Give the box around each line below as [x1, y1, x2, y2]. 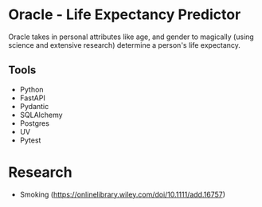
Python [19, 84, 44, 94]
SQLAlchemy [19, 110, 63, 119]
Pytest [19, 135, 41, 145]
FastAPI [19, 93, 45, 103]
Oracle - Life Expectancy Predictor [8, 6, 241, 24]
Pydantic [19, 101, 49, 111]
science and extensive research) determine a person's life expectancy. [8, 40, 241, 49]
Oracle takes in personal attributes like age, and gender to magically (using [8, 32, 255, 41]
